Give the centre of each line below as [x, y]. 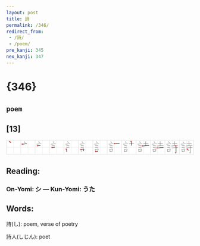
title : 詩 [18, 19]
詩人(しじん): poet [28, 236]
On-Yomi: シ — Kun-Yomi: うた [51, 189]
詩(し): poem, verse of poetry [42, 224]
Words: [20, 209]
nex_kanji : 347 [25, 57]
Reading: [23, 171]
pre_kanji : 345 [25, 51]
